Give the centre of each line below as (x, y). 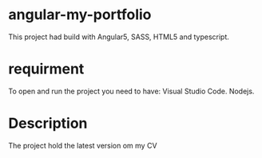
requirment (46, 69)
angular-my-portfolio (80, 15)
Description (48, 123)
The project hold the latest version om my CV (83, 145)
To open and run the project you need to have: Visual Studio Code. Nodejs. (131, 91)
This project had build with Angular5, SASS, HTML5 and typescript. (119, 37)
